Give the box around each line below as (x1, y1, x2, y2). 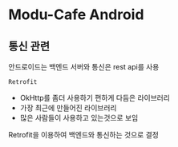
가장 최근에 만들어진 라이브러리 (19, 103, 117, 113)
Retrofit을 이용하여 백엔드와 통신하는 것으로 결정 (8, 130, 159, 139)
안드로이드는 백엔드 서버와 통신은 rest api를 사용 (8, 62, 160, 71)
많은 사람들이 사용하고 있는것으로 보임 (19, 113, 139, 122)
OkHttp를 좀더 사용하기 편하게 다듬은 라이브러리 (19, 93, 171, 102)
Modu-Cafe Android (8, 6, 144, 24)
